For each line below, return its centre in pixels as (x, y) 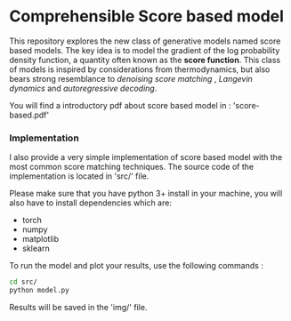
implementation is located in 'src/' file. (79, 176)
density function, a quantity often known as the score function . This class (145, 60)
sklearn (36, 249)
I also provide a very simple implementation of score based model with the (146, 157)
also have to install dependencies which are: (90, 203)
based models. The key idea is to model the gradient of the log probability (145, 50)
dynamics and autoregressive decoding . (83, 88)
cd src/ (24, 282)
